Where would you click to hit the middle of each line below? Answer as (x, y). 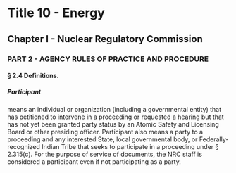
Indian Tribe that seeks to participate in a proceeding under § (131, 147)
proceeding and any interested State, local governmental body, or (103, 139)
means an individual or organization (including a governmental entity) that (114, 110)
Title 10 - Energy (56, 13)
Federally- (214, 139)
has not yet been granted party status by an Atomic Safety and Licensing (113, 124)
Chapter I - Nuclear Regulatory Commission (105, 39)
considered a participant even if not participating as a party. (94, 162)
